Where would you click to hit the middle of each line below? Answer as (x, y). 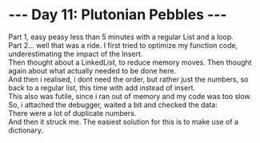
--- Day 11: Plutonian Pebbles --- (118, 15)
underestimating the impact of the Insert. (76, 54)
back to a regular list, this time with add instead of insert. (102, 87)
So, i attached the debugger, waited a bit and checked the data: (113, 105)
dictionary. (26, 130)
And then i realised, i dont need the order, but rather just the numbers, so (128, 79)
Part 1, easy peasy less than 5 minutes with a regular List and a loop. (121, 37)
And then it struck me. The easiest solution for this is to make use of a (123, 121)
